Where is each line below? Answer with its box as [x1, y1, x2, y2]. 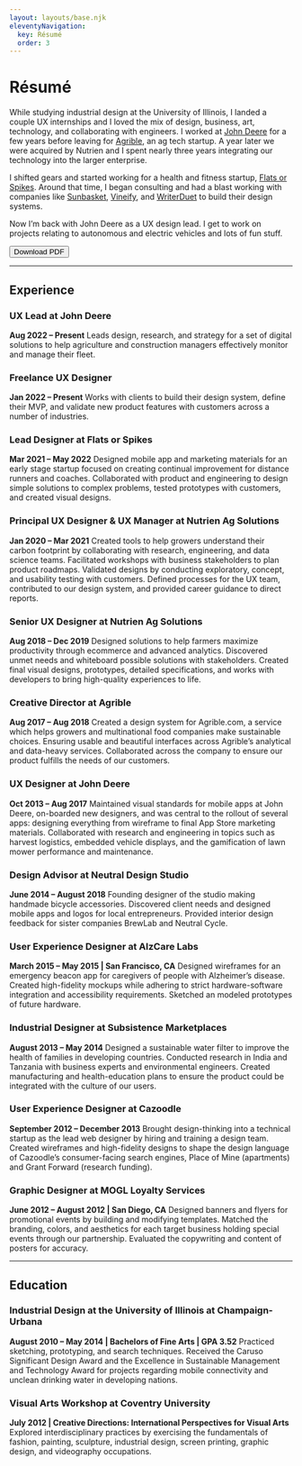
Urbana [9, 1316, 43, 1328]
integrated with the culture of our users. [9, 1080, 157, 1091]
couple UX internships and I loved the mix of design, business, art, [9, 116, 255, 127]
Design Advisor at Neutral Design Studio [9, 869, 190, 881]
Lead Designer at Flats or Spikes [9, 433, 153, 446]
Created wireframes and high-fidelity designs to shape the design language [9, 1142, 289, 1153]
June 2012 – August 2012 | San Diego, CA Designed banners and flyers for [9, 1205, 289, 1216]
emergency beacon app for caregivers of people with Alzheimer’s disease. [9, 970, 286, 981]
